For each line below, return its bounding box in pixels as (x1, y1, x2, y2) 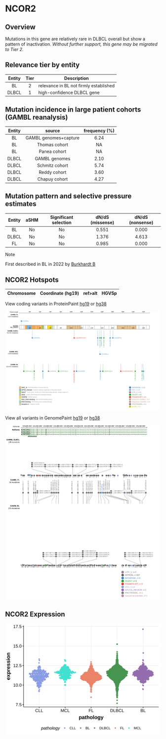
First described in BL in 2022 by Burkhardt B (5, 261, 95, 267)
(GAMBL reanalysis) (5, 113, 68, 122)
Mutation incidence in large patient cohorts (5, 105, 141, 114)
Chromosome (7, 290, 36, 296)
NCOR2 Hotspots (5, 275, 59, 284)
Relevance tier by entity (5, 61, 80, 69)
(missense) (90, 219, 115, 226)
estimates (5, 200, 37, 208)
